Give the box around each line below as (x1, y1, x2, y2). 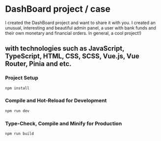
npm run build (5, 131, 34, 136)
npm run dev (5, 108, 29, 113)
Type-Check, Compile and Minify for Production (5, 120, 122, 127)
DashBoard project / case (5, 3, 110, 15)
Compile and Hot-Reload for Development (5, 97, 107, 104)
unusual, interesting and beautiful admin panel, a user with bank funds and (5, 25, 156, 30)
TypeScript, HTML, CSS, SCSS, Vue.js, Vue (5, 52, 140, 60)
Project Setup (5, 75, 38, 82)
